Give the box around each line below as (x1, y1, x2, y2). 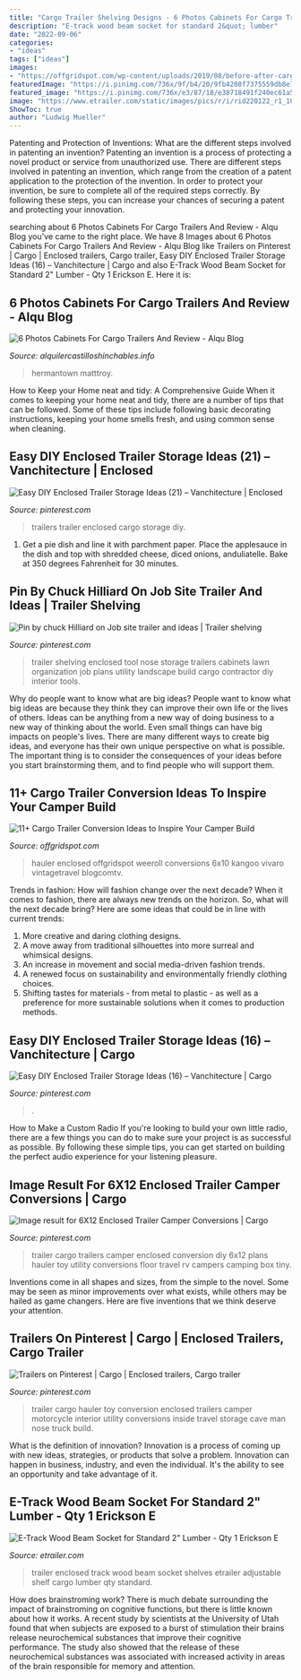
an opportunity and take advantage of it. (9, 1469, 159, 1479)
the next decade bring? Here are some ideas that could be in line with (9, 904, 266, 915)
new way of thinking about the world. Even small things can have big (9, 721, 262, 732)
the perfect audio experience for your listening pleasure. (9, 1151, 218, 1162)
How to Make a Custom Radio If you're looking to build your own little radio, (9, 1123, 288, 1133)
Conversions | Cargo (9, 1191, 127, 1206)
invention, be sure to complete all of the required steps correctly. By (9, 185, 261, 196)
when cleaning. (9, 423, 66, 434)
